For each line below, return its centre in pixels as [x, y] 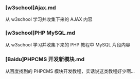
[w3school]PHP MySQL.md [40, 33]
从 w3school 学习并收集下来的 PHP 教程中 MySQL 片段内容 [68, 44]
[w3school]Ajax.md [31, 8]
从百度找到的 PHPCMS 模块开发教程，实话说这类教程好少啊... [70, 71]
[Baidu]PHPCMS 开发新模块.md [45, 59]
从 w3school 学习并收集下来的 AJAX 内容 [49, 19]
